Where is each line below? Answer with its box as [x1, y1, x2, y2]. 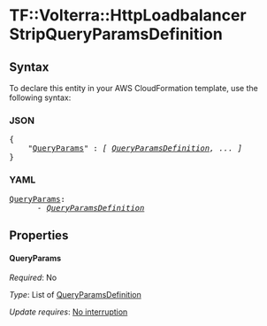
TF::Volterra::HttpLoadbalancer [9, 5, 247, 26]
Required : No [9, 272, 57, 283]
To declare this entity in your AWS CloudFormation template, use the [9, 83, 258, 93]
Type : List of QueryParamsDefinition [9, 290, 141, 300]
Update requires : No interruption [9, 307, 128, 317]
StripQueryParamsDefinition [9, 24, 223, 44]
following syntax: [9, 92, 72, 103]
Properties [9, 228, 69, 243]
